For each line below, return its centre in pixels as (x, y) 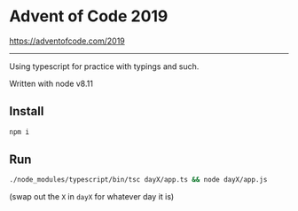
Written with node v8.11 (51, 83)
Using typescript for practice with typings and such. (104, 66)
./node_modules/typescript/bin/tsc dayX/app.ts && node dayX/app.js (138, 180)
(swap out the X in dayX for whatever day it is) (92, 197)
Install (27, 111)
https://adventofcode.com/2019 (67, 41)
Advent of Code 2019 (89, 16)
